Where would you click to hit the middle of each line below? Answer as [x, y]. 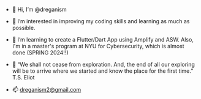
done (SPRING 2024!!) [40, 53]
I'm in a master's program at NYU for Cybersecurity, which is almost [98, 46]
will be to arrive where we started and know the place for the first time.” [103, 71]
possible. [24, 28]
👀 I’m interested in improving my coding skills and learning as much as [101, 21]
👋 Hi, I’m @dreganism [40, 9]
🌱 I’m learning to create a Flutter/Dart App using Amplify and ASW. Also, [103, 39]
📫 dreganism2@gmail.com [47, 90]
